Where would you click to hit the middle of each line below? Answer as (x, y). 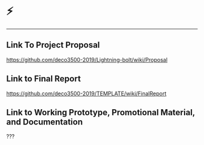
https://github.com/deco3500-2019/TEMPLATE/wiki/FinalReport (87, 93)
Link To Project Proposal (53, 45)
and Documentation (45, 122)
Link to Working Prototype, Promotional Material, (101, 112)
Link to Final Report (43, 79)
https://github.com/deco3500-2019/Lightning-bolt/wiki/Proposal (87, 59)
